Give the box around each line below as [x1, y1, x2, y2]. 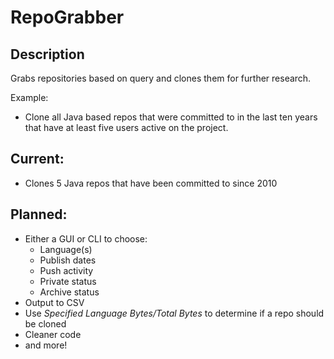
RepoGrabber [10, 6, 125, 29]
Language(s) [39, 243, 93, 255]
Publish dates [39, 254, 97, 266]
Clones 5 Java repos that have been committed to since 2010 [24, 177, 278, 189]
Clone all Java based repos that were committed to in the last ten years [24, 111, 318, 123]
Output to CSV [24, 296, 85, 308]
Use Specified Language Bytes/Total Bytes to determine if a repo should [24, 307, 325, 319]
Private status [39, 275, 97, 287]
